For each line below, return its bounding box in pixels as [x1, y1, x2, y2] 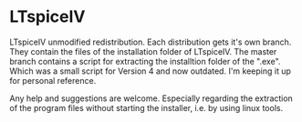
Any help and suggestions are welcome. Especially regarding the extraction [9, 93, 294, 104]
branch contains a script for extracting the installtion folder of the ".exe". [9, 56, 281, 66]
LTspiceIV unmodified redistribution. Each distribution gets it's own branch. [9, 36, 292, 47]
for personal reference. [9, 75, 97, 86]
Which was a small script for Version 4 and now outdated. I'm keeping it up [9, 66, 292, 76]
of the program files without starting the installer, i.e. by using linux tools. [9, 102, 284, 113]
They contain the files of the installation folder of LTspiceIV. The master [9, 46, 277, 56]
